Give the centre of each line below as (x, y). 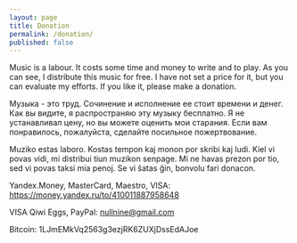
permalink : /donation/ (51, 34)
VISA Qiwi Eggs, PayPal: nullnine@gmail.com (92, 212)
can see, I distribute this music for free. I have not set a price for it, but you (146, 77)
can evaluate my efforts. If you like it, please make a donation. (123, 86)
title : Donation (39, 26)
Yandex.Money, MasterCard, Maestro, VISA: (90, 186)
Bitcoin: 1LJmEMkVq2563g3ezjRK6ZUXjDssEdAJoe (104, 230)
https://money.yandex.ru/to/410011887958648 (95, 195)
